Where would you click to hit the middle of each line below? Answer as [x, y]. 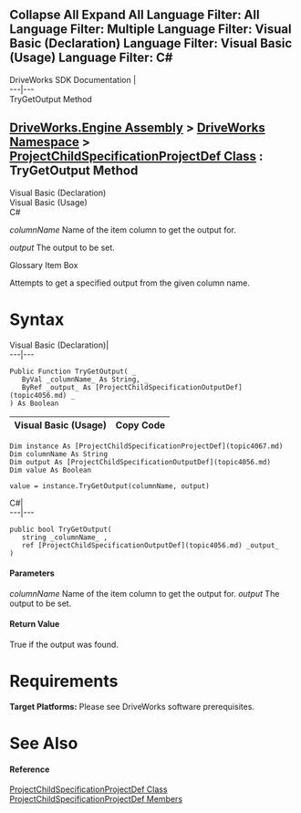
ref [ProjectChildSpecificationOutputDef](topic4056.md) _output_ [150, 545]
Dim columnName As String [58, 454]
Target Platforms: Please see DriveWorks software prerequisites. [132, 706]
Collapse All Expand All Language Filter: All [135, 15]
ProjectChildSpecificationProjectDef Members [96, 799]
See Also [44, 744]
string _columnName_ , [64, 537]
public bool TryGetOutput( [61, 529]
